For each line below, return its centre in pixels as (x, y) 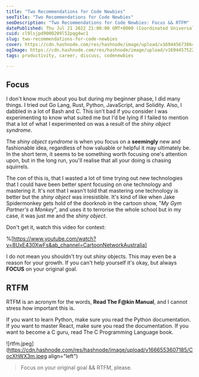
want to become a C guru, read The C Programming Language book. (90, 332)
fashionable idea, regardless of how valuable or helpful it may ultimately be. (98, 148)
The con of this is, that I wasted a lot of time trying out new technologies (94, 178)
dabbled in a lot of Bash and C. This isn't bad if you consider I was (87, 111)
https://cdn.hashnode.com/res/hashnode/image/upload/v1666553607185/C (100, 350)
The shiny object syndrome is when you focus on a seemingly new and (93, 142)
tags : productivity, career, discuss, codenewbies (70, 56)
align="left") (63, 356)
